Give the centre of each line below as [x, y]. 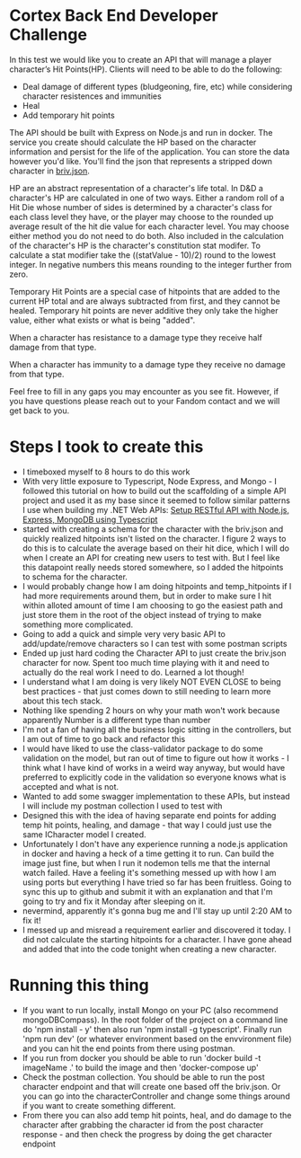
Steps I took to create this [106, 447]
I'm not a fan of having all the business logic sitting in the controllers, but [157, 729]
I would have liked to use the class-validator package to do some [142, 748]
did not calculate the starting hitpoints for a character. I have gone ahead [157, 939]
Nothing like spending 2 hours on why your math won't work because [151, 710]
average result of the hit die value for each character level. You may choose [149, 226]
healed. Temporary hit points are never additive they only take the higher [144, 310]
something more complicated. [78, 624]
